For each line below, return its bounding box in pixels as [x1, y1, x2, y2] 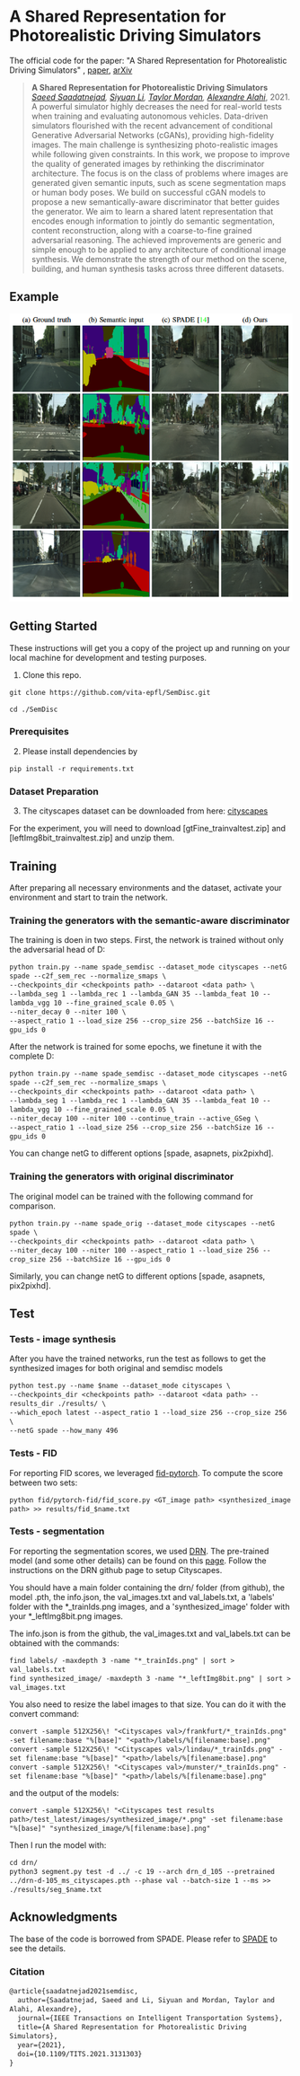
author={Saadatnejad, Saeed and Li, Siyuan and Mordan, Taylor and [17, 1995, 276, 2004]
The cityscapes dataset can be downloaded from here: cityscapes [22, 805, 269, 816]
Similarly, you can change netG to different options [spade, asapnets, [9, 1271, 266, 1281]
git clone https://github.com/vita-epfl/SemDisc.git [9, 688, 211, 697]
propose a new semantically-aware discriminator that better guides [31, 196, 280, 207]
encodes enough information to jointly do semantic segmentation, [31, 216, 276, 226]
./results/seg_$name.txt [9, 1885, 102, 1894]
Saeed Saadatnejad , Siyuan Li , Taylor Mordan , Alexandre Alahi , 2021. [31, 92, 290, 102]
